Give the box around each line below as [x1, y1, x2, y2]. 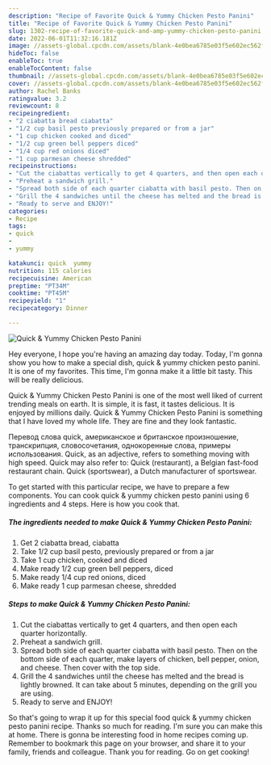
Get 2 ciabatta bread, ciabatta [19, 538, 119, 548]
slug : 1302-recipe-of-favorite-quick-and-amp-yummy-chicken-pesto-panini [8, 27, 262, 35]
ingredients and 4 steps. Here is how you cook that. [8, 498, 180, 509]
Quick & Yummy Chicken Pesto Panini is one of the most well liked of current [8, 390, 263, 400]
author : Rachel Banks [8, 86, 81, 95]
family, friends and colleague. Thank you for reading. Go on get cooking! [8, 746, 250, 756]
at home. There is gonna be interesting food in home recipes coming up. [8, 729, 248, 739]
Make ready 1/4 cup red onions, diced [19, 572, 147, 582]
